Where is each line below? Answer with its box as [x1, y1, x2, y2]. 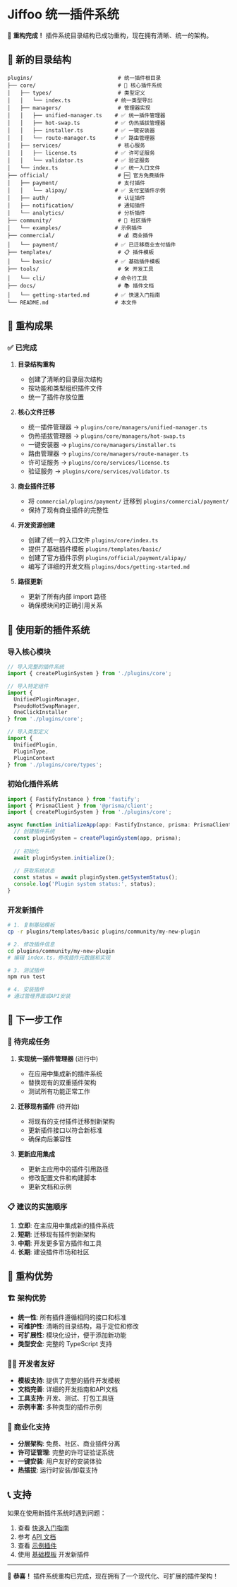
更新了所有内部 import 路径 [28, 593, 107, 601]
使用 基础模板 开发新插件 [17, 1550, 90, 1559]
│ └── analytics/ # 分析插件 [7, 209, 146, 216]
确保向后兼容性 [28, 1134, 72, 1143]
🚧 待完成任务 [7, 1037, 51, 1047]
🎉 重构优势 [7, 1271, 53, 1283]
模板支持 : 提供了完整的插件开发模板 [17, 1377, 121, 1385]
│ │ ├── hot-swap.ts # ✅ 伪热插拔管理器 [7, 119, 166, 126]
